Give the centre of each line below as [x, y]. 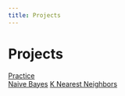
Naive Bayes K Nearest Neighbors [63, 84]
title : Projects [34, 15]
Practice [21, 76]
